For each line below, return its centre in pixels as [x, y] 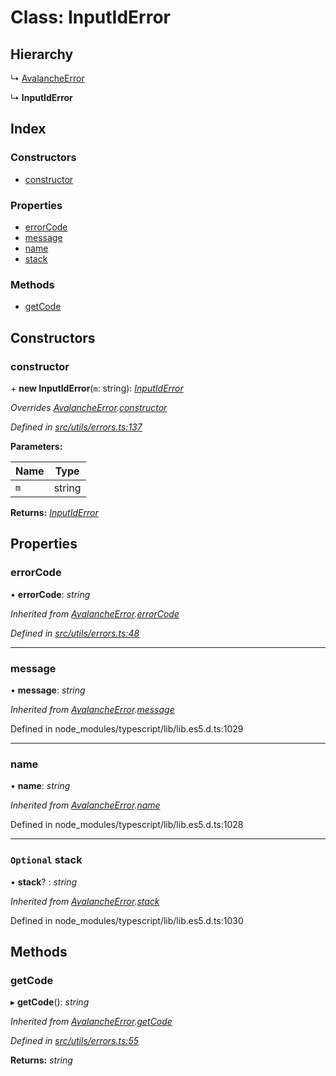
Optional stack [46, 860]
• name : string [40, 786]
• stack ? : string [44, 882]
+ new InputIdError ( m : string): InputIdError [97, 388]
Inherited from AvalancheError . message [92, 709]
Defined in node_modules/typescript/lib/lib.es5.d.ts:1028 [127, 825]
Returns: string [41, 1060]
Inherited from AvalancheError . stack [85, 901]
